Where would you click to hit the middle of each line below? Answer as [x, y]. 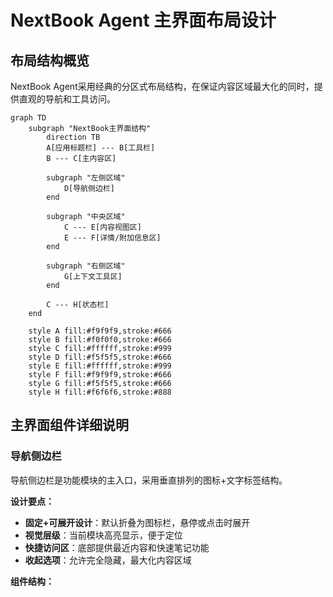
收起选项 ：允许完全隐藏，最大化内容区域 [108, 560]
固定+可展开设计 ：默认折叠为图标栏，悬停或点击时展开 [137, 522]
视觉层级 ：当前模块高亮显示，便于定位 [103, 535]
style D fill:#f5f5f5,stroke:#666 [100, 357]
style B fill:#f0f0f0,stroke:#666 [100, 340]
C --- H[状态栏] [78, 305]
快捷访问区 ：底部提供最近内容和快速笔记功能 [117, 547]
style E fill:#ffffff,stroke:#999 [100, 366]
